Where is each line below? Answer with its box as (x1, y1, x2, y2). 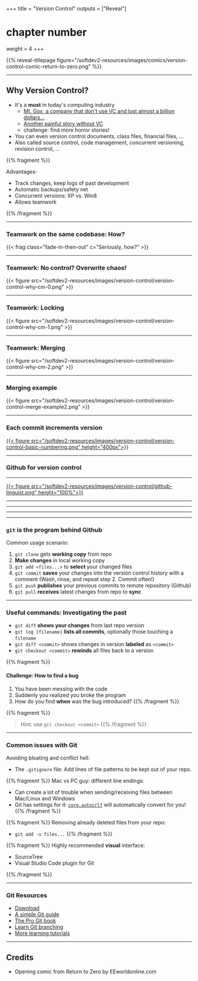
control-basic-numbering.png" (6, 443, 81, 451)
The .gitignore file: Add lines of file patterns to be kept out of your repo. (14, 765, 192, 773)
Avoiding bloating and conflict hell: (6, 754, 90, 761)
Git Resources (6, 891, 48, 899)
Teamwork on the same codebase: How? (6, 230, 126, 238)
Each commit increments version (6, 423, 103, 432)
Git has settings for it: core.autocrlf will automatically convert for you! (14, 801, 186, 808)
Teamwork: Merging (6, 344, 65, 352)
